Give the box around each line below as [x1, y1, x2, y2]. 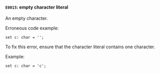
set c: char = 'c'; [5, 63, 47, 68]
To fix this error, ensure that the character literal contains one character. [5, 44, 155, 50]
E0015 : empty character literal [5, 4, 68, 10]
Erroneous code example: [5, 25, 59, 31]
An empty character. [5, 15, 48, 21]
